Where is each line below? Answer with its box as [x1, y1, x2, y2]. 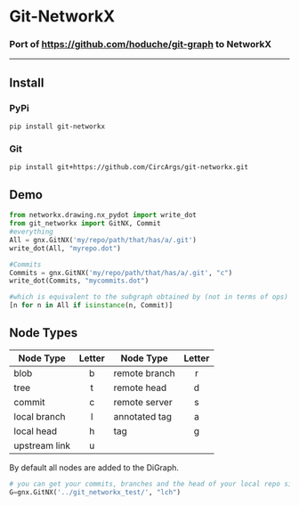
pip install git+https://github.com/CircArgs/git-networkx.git [9, 163, 249, 172]
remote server [113, 396, 173, 408]
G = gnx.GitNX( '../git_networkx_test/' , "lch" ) [9, 487, 181, 496]
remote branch [113, 367, 175, 379]
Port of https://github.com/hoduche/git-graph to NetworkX [9, 38, 272, 51]
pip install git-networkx [9, 122, 105, 131]
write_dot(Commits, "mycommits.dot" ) [9, 276, 149, 286]
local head [13, 425, 58, 437]
